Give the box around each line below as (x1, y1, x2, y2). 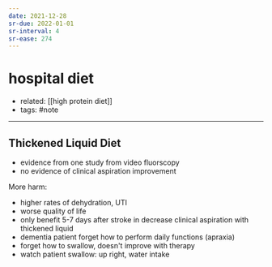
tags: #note (19, 105, 59, 114)
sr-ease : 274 (8, 34, 53, 43)
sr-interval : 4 (8, 27, 60, 35)
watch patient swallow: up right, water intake (19, 249, 170, 259)
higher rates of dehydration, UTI (19, 198, 128, 207)
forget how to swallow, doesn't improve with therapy (19, 241, 196, 250)
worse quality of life (19, 206, 87, 216)
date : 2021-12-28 (8, 11, 67, 20)
